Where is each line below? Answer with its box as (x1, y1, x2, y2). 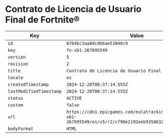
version (7, 54, 26, 60)
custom (7, 102, 23, 108)
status (7, 95, 23, 101)
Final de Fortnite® (5, 14, 80, 25)
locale (7, 75, 23, 80)
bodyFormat (7, 126, 33, 132)
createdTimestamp (7, 81, 49, 87)
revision (7, 61, 28, 67)
